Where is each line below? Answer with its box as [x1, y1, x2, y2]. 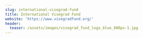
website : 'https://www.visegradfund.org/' [5, 16, 94, 21]
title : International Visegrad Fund [5, 12, 81, 17]
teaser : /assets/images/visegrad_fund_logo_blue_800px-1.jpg [9, 26, 139, 31]
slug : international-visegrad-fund [5, 7, 79, 12]
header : [5, 21, 21, 26]
